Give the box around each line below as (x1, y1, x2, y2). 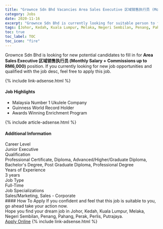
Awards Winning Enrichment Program (12, 110, 87, 115)
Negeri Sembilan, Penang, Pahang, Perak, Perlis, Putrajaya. (5, 213, 123, 219)
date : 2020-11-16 (5, 16, 40, 21)
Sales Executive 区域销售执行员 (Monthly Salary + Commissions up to (5, 58, 147, 64)
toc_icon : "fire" (5, 39, 40, 44)
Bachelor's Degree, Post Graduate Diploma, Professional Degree (5, 162, 134, 168)
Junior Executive (5, 147, 39, 152)
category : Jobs (5, 12, 36, 16)
